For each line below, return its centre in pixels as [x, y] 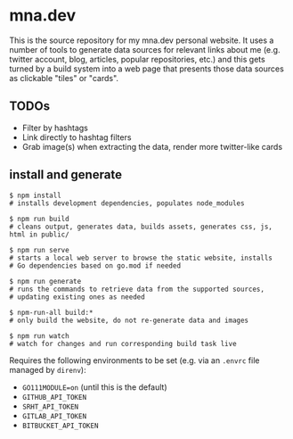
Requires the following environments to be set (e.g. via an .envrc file [134, 360]
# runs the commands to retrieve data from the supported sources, [137, 289]
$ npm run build [39, 219]
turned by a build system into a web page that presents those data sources [147, 69]
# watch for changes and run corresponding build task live [123, 344]
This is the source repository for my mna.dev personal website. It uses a [142, 40]
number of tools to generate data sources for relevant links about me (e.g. [145, 49]
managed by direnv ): [48, 369]
